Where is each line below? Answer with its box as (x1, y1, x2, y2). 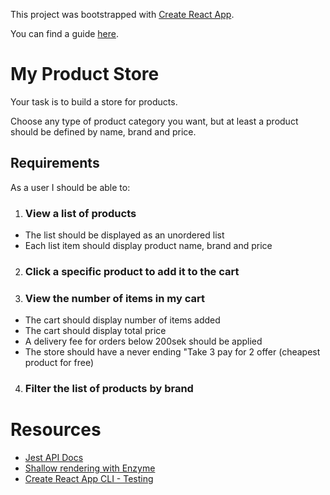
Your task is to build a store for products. (10, 95, 178, 108)
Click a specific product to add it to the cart (24, 264, 240, 278)
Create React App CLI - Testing (24, 473, 154, 485)
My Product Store (10, 63, 160, 86)
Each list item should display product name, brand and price (24, 240, 273, 252)
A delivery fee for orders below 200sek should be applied (24, 335, 263, 348)
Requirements (10, 155, 100, 172)
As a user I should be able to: (10, 181, 131, 193)
